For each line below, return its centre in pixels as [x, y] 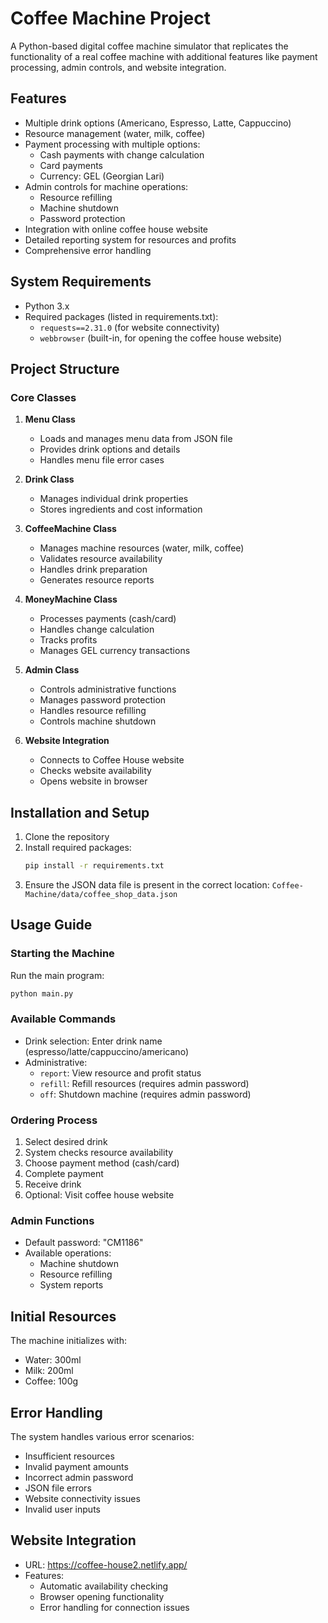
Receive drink [53, 1184]
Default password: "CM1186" [84, 1243]
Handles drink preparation [93, 569]
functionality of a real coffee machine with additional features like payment [164, 56]
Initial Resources [63, 1316]
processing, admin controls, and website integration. [118, 67]
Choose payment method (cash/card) [102, 1163]
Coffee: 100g [51, 1381]
